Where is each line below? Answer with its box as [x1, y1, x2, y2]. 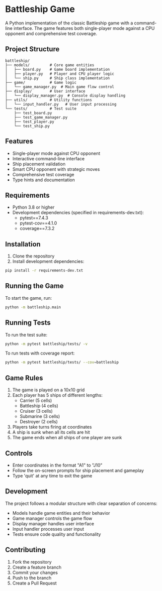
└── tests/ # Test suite [5, 106, 77, 111]
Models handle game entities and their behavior [12, 510, 110, 516]
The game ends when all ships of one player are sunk [12, 435, 122, 441]
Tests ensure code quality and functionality [12, 531, 101, 537]
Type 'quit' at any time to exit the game [12, 473, 92, 478]
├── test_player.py [14, 119, 55, 124]
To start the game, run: [5, 295, 52, 301]
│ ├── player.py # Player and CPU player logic [5, 71, 114, 76]
